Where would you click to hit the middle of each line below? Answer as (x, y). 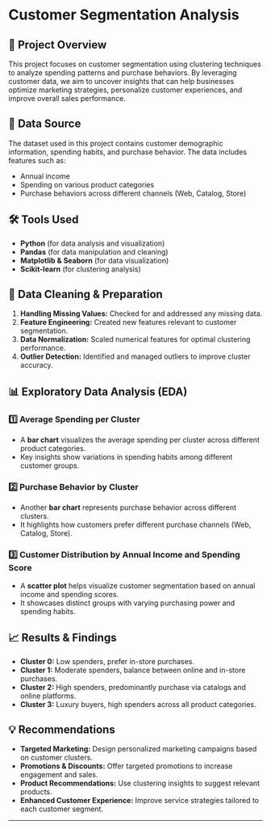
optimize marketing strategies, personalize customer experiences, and (125, 90)
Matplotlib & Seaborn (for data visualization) (94, 260)
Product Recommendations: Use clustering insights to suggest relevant (140, 783)
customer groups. (50, 465)
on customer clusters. (56, 758)
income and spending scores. (69, 594)
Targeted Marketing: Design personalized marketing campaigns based (138, 749)
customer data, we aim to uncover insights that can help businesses (121, 81)
